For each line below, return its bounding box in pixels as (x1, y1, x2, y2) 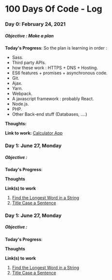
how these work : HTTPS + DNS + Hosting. (12, 65, 98, 71)
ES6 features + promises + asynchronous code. (12, 70, 108, 76)
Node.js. (12, 101, 29, 107)
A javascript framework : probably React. (12, 96, 94, 102)
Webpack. (12, 91, 32, 97)
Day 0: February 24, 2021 (5, 21, 66, 28)
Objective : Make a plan (5, 33, 54, 38)
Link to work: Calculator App (5, 130, 63, 136)
